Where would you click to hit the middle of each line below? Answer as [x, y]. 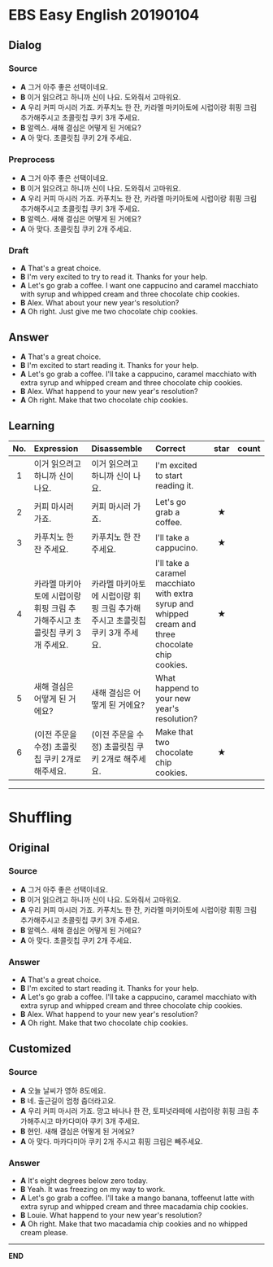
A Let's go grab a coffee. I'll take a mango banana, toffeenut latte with [137, 1198]
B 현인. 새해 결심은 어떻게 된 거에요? [78, 1131]
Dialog [25, 45]
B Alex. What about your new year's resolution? [100, 303]
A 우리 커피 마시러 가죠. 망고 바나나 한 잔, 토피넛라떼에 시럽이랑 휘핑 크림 [135, 1111]
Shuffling [40, 818]
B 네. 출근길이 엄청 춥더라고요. [68, 1100]
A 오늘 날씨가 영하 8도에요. [63, 1090]
